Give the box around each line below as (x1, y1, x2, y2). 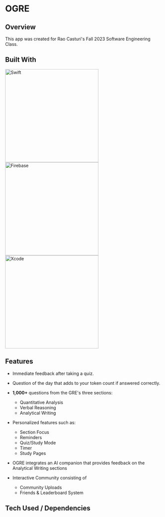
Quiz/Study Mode (19, 440, 56, 445)
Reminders (19, 434, 42, 440)
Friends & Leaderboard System (19, 490, 83, 496)
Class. (5, 41, 18, 47)
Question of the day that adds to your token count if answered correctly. (12, 380, 161, 386)
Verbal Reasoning (19, 404, 56, 410)
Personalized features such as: (12, 419, 76, 425)
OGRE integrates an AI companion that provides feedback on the (12, 460, 145, 466)
